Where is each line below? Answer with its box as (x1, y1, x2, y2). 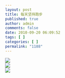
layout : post (5, 7, 32, 12)
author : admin (5, 21, 34, 26)
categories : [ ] (5, 39, 38, 44)
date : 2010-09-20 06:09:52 (5, 30, 61, 35)
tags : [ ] (5, 35, 26, 40)
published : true (5, 16, 38, 21)
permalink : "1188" (5, 44, 43, 49)
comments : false (5, 26, 38, 31)
